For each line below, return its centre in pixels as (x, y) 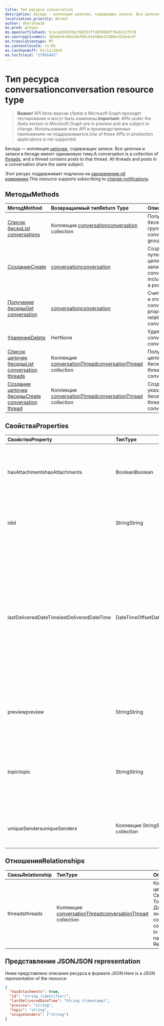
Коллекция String (136, 825)
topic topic (19, 772)
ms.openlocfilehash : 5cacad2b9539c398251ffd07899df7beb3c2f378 (71, 32)
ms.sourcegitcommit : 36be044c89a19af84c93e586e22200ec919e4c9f (71, 37)
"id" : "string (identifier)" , (40, 996)
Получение (21, 302)
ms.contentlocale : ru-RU (30, 46)
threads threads (25, 913)
